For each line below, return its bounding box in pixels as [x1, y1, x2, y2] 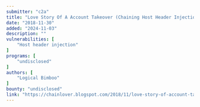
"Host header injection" [17, 42, 79, 48]
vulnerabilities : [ [6, 36, 55, 42]
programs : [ [6, 53, 36, 59]
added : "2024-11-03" [6, 25, 58, 32]
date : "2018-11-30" [6, 20, 55, 26]
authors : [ [6, 70, 33, 75]
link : [6, 92, 20, 97]
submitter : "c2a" [6, 8, 49, 15]
